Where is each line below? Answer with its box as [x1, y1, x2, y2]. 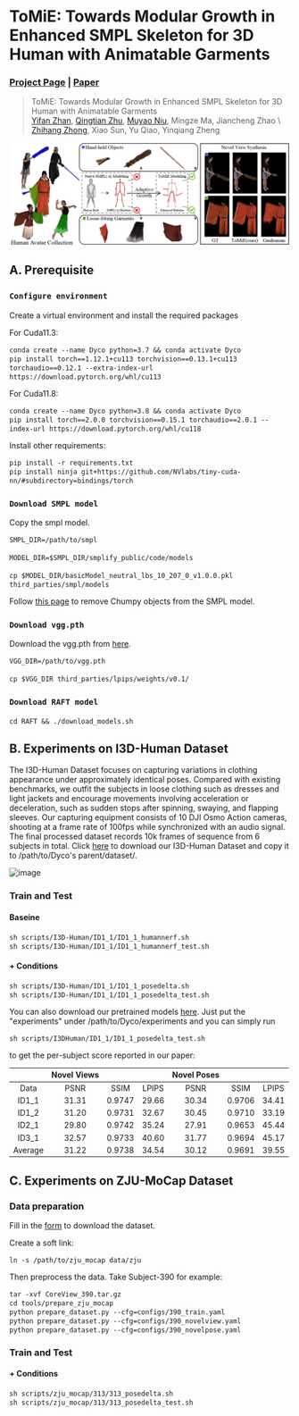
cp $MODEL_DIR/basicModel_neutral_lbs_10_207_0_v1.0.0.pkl [9, 572, 234, 581]
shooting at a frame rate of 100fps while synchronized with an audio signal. [9, 822, 286, 833]
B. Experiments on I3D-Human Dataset [9, 742, 229, 757]
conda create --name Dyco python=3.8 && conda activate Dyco [9, 406, 242, 415]
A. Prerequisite [9, 263, 95, 278]
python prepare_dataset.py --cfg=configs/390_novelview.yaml [9, 1316, 242, 1326]
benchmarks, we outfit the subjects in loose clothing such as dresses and [9, 783, 279, 794]
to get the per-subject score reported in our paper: [9, 1050, 195, 1060]
